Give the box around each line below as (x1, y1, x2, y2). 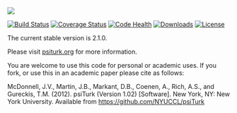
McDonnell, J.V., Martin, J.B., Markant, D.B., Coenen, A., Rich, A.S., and (7, 83, 214, 90)
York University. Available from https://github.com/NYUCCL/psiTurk (7, 97, 205, 105)
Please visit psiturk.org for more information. (7, 47, 138, 56)
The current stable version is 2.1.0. (7, 34, 108, 42)
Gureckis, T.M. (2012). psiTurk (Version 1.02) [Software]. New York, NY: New (7, 90, 231, 98)
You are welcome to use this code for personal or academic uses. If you (7, 61, 217, 69)
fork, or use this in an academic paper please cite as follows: (7, 69, 185, 77)
